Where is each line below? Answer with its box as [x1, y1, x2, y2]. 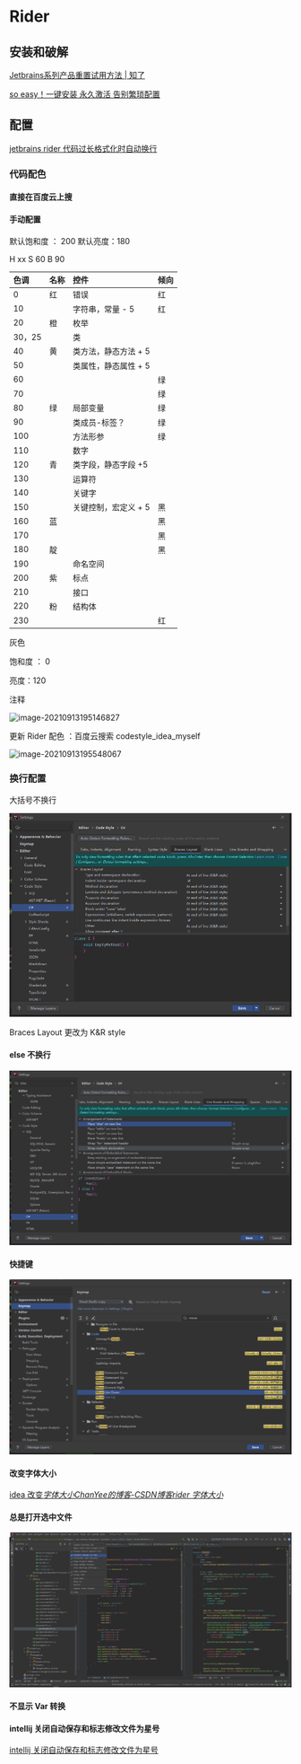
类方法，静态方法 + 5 [73, 346, 150, 356]
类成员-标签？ [73, 417, 125, 427]
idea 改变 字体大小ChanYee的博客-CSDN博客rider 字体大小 [9, 1489, 224, 1500]
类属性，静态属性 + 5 [73, 360, 150, 371]
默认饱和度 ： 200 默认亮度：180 [9, 235, 131, 246]
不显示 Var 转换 [9, 1701, 66, 1712]
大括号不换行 [9, 794, 56, 805]
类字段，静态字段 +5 [73, 460, 149, 470]
